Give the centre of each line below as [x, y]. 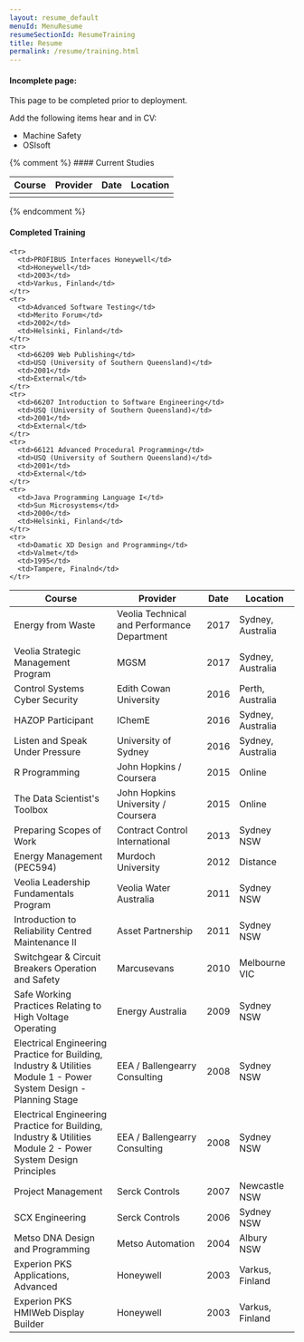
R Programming [47, 772]
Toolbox [31, 809]
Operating [35, 1028]
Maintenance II [45, 941]
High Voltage [42, 1017]
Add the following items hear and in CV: [83, 118]
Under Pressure [47, 751]
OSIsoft [37, 145]
